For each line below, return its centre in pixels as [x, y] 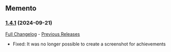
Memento [21, 8]
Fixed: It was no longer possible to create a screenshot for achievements [89, 44]
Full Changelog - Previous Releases [43, 34]
